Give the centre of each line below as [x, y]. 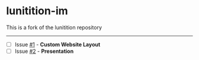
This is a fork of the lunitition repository [54, 27]
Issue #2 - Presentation [44, 51]
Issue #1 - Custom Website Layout [57, 44]
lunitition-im [37, 11]
